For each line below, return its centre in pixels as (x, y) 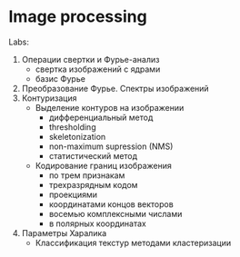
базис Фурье (60, 78)
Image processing (78, 17)
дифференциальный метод (101, 117)
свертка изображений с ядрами (98, 69)
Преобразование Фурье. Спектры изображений (115, 88)
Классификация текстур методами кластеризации (133, 242)
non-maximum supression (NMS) (111, 146)
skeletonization (77, 136)
